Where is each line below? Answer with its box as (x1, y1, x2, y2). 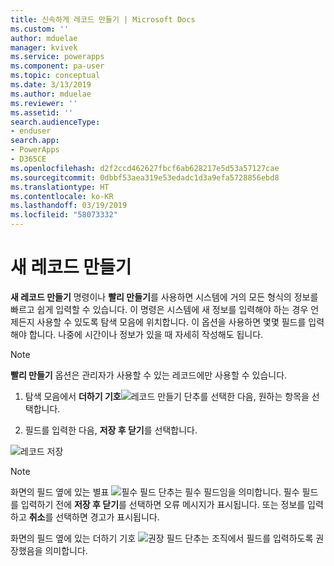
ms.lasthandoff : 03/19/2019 (10, 201, 128, 211)
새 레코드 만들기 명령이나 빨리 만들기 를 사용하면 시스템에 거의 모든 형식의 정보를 (10, 291, 319, 303)
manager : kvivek (10, 42, 78, 53)
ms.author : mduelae (10, 89, 92, 99)
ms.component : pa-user (10, 61, 105, 71)
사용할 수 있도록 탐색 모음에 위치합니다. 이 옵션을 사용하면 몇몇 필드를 (36, 316, 307, 328)
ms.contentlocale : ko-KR (10, 191, 114, 201)
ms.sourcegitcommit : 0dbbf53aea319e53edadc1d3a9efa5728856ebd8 (10, 172, 280, 183)
